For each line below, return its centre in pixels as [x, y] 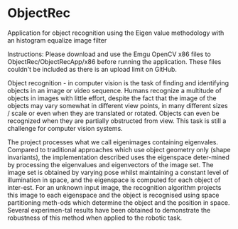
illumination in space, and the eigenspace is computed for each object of [114, 180]
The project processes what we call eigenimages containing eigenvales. [113, 142]
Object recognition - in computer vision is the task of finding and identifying [118, 82]
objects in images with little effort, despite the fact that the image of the [112, 98]
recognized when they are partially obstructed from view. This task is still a [117, 121]
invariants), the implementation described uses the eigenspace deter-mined [118, 157]
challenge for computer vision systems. [65, 128]
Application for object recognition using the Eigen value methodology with [116, 33]
